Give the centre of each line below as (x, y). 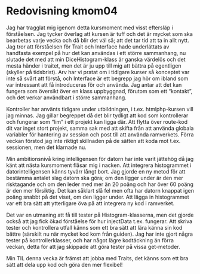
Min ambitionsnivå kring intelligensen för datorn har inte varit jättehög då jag (100, 159)
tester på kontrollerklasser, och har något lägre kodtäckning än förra (90, 240)
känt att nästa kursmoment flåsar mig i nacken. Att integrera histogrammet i (99, 165)
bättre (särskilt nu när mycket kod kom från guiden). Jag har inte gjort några (99, 234)
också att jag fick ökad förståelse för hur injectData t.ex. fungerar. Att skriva (99, 221)
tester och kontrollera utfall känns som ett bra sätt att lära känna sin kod (94, 227)
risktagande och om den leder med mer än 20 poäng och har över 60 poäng (100, 184)
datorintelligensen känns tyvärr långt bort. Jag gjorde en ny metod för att (96, 171)
